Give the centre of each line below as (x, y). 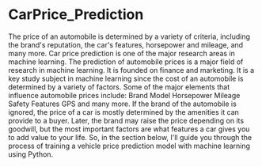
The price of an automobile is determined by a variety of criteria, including (129, 36)
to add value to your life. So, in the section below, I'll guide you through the (130, 137)
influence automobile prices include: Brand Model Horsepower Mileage (124, 95)
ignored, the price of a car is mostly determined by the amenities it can (124, 112)
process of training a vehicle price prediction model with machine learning (129, 146)
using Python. (31, 154)
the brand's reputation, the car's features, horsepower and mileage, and (126, 44)
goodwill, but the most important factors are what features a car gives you (129, 129)
